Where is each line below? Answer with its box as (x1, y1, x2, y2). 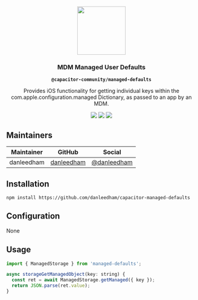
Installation (6, 179, 49, 189)
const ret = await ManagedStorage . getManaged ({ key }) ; (11, 277, 155, 283)
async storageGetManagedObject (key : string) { (6, 272, 126, 278)
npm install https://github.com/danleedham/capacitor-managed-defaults (6, 194, 190, 200)
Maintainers (6, 130, 53, 140)
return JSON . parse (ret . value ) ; (11, 282, 91, 289)
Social (103, 148, 122, 156)
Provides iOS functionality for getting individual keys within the (23, 88, 180, 95)
